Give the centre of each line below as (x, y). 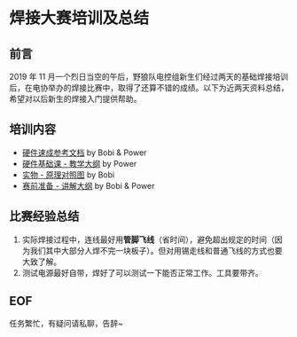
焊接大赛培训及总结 (79, 18)
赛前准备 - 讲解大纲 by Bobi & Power (88, 185)
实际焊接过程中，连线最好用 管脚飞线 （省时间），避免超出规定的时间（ (148, 239)
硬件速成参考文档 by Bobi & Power (84, 153)
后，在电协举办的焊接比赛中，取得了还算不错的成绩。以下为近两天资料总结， (149, 88)
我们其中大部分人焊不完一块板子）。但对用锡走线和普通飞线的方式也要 (156, 250)
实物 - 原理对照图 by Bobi (68, 175)
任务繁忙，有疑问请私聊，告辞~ (66, 324)
